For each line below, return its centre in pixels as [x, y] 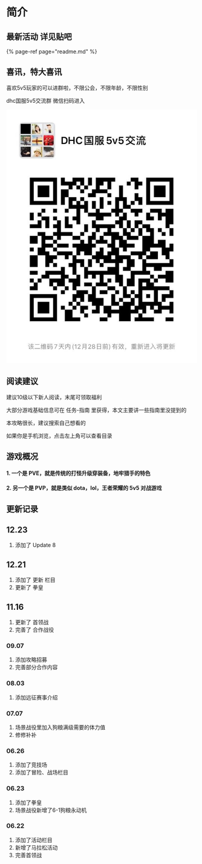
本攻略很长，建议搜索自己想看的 [46, 423]
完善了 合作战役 [34, 630]
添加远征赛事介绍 [36, 697]
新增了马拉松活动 [36, 847]
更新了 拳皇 [29, 587]
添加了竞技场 [31, 765]
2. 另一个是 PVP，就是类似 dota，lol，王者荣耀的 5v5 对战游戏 [84, 488]
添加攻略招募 [31, 659]
